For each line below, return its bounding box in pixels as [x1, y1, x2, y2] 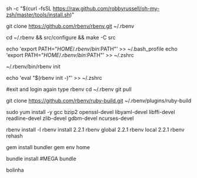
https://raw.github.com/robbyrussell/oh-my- [52, 5, 160, 12]
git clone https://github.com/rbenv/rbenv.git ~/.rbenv [6, 23, 135, 29]
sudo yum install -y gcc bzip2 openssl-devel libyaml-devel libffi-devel [6, 109, 175, 115]
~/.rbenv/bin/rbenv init [6, 63, 61, 70]
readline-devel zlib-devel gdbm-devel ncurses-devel [6, 115, 134, 122]
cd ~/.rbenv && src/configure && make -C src [6, 34, 116, 41]
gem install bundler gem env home [6, 144, 90, 150]
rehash [6, 132, 24, 139]
